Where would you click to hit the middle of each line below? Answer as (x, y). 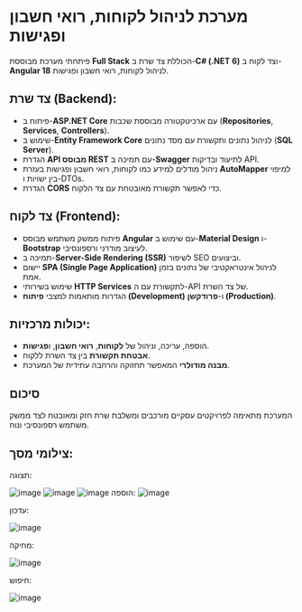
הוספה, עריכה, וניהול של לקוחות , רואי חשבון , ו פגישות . (116, 346)
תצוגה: (21, 475)
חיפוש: (21, 580)
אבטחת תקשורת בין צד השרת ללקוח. (86, 355)
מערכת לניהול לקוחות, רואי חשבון (129, 17)
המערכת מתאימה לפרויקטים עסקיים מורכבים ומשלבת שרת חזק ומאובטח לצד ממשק (151, 415)
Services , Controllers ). (66, 130)
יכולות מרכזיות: (50, 324)
